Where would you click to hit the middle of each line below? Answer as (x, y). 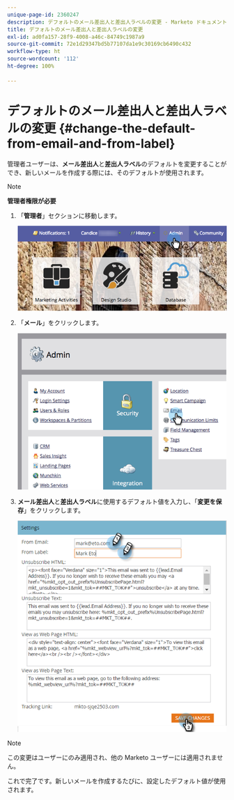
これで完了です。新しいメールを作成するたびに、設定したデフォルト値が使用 (117, 781)
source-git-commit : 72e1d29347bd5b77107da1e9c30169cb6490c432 (99, 44)
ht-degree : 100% (31, 66)
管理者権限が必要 (32, 201)
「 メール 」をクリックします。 (60, 322)
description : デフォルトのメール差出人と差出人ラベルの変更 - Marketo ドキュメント (117, 22)
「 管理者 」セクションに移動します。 (69, 215)
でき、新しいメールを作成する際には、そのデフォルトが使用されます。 (107, 172)
